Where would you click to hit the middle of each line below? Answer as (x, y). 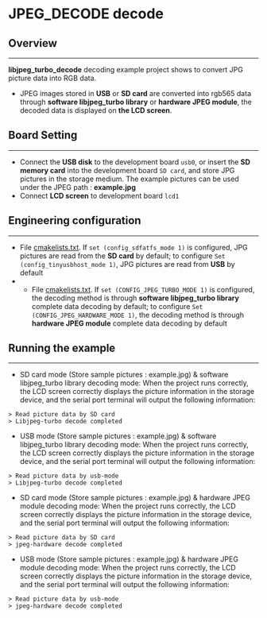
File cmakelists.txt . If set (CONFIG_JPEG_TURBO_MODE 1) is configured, (143, 289)
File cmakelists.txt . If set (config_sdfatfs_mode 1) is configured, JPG (133, 247)
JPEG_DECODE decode (86, 14)
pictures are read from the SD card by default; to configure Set (122, 256)
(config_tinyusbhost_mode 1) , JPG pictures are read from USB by (128, 264)
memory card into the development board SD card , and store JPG (127, 170)
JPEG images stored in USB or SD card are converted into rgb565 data (135, 93)
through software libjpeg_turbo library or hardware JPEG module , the (136, 102)
